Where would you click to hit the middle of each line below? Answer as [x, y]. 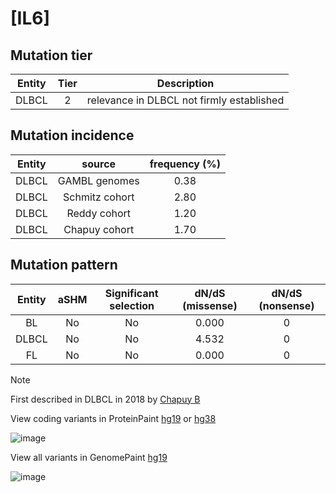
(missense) [210, 305]
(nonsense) [286, 305]
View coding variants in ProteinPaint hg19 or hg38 [113, 418]
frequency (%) [185, 164]
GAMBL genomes [98, 180]
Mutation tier [51, 55]
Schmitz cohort [99, 197]
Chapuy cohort [99, 229]
